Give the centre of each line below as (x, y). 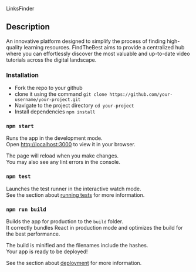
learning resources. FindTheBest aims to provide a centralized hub (104, 47)
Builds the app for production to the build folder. (65, 221)
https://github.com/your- (141, 95)
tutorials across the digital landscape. (51, 60)
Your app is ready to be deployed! (47, 251)
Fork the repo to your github (49, 88)
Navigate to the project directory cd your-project (74, 106)
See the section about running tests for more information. (75, 195)
